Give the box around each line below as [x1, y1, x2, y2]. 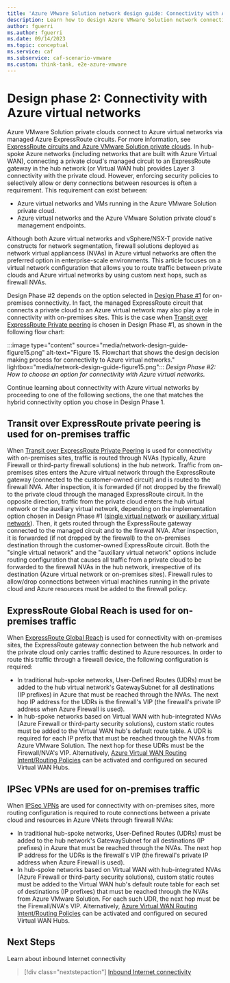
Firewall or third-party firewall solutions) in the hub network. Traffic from [7, 461, 212, 469]
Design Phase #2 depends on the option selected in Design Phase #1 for [7, 291, 211, 299]
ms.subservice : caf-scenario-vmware [7, 55, 112, 62]
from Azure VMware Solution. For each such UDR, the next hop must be [16, 895, 220, 903]
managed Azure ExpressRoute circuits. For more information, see [7, 135, 191, 143]
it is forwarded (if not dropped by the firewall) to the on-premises [7, 534, 191, 542]
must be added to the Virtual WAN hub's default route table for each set [16, 880, 220, 888]
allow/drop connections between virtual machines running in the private [7, 577, 210, 586]
